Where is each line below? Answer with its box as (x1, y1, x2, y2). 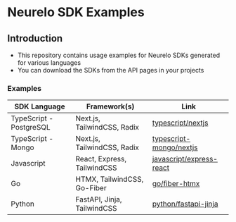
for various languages (17, 58, 81, 67)
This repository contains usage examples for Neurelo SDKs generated (17, 51, 220, 59)
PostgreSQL (11, 123, 51, 132)
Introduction (7, 32, 63, 44)
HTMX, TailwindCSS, (75, 174, 144, 184)
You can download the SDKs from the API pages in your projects (17, 66, 204, 74)
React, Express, (75, 154, 127, 164)
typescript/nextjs (152, 118, 209, 128)
